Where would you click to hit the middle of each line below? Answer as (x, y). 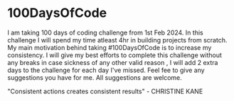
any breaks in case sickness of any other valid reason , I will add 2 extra (113, 62)
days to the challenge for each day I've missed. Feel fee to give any (106, 70)
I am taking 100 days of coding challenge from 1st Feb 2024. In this (106, 32)
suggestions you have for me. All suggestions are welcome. (95, 77)
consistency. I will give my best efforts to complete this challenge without (115, 55)
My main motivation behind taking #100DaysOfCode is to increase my (110, 47)
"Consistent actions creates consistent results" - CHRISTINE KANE (105, 91)
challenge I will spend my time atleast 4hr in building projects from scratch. (117, 40)
